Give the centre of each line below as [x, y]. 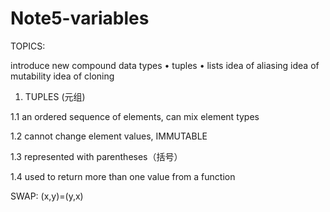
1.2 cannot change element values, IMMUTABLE [109, 136]
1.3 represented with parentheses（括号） [96, 156]
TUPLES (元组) [55, 96]
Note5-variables [80, 18]
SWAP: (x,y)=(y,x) [47, 196]
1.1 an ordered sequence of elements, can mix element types [135, 116]
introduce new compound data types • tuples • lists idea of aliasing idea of [165, 65]
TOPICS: [28, 46]
